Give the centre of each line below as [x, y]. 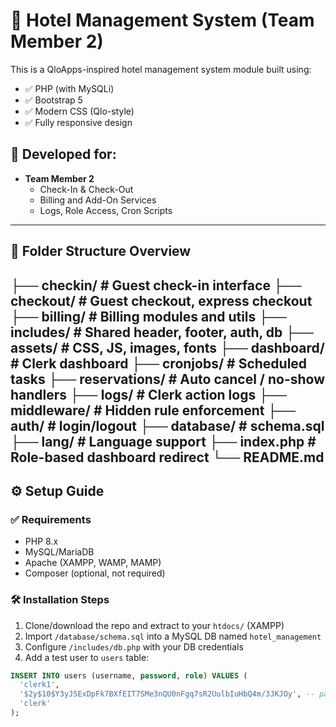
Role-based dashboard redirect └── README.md [167, 457]
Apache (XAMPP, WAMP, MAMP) [93, 563]
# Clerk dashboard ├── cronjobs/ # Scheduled [159, 363]
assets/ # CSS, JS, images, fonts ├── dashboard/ [167, 347]
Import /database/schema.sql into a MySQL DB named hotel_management [173, 636]
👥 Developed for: [63, 154]
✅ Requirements [51, 519]
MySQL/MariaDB [59, 552]
